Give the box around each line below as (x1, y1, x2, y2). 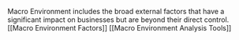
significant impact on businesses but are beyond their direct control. (7, 15, 230, 24)
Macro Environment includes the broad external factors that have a (7, 7, 225, 16)
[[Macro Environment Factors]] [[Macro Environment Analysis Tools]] (7, 24, 232, 32)
